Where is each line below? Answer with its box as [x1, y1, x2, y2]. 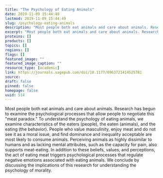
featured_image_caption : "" [5, 61, 62, 66]
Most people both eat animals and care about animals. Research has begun [5, 106, 156, 112]
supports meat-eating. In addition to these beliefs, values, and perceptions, [5, 147, 155, 153]
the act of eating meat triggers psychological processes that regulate [5, 152, 143, 158]
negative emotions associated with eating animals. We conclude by [5, 157, 140, 163]
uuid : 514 [5, 92, 25, 97]
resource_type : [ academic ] [5, 66, 60, 71]
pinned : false [5, 83, 34, 89]
